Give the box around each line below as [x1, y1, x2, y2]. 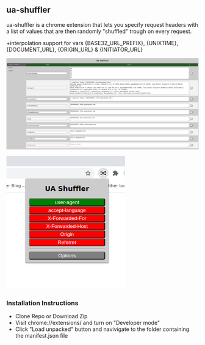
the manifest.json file [15, 332, 68, 340]
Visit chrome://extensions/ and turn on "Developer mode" [15, 319, 160, 327]
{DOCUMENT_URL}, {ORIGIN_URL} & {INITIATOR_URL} [6, 46, 143, 53]
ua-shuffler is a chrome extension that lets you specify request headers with [6, 21, 198, 28]
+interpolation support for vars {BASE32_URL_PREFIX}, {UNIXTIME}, [6, 39, 179, 46]
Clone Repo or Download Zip [15, 313, 88, 320]
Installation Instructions [6, 299, 79, 307]
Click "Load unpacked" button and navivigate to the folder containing [15, 325, 190, 333]
